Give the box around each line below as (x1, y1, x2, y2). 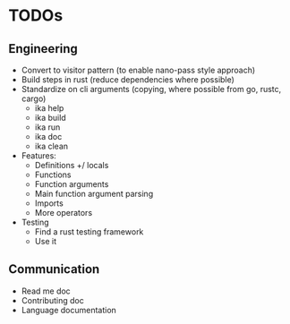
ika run (34, 122, 61, 132)
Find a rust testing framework (34, 226, 144, 237)
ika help (34, 103, 64, 113)
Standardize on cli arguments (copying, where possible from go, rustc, (21, 84, 282, 94)
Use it (34, 236, 57, 246)
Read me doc (21, 286, 71, 296)
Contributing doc (21, 294, 84, 305)
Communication (8, 261, 100, 277)
